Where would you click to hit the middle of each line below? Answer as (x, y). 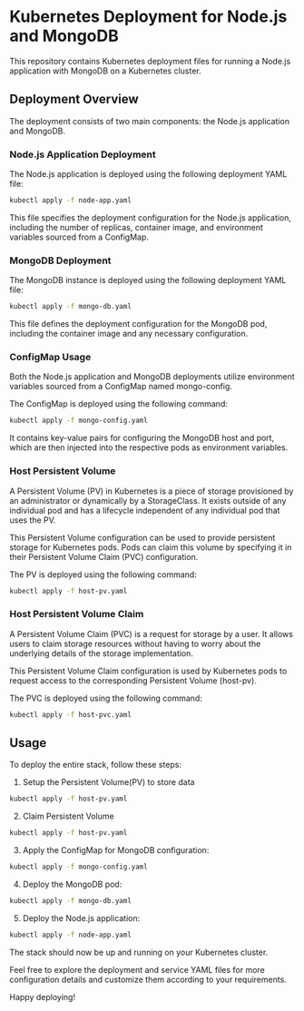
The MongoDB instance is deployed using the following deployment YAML (148, 280)
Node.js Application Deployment (83, 154)
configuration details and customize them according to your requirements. (148, 979)
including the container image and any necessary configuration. (129, 334)
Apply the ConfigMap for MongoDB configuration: (116, 850)
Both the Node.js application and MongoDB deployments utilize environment (152, 377)
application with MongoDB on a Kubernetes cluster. (105, 71)
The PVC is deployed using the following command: (106, 698)
